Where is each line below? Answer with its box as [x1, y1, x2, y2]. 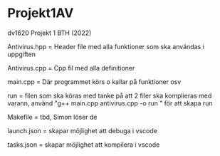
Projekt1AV [7, 5, 74, 21]
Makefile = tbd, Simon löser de [7, 113, 98, 121]
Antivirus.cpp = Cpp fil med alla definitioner [7, 63, 135, 72]
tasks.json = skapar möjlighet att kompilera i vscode [7, 140, 160, 149]
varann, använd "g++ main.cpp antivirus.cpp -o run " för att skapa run [7, 98, 213, 108]
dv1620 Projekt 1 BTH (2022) [7, 28, 92, 37]
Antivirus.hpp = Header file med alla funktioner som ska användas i [7, 42, 204, 51]
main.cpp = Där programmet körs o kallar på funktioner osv [7, 77, 182, 86]
